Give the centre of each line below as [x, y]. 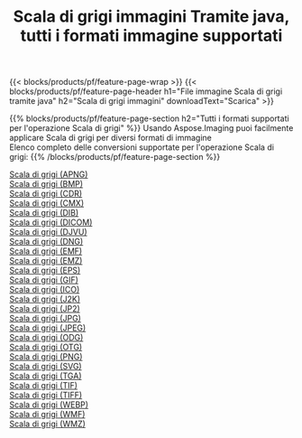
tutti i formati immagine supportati [151, 36]
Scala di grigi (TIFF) [46, 396]
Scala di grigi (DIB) [44, 213]
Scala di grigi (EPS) [45, 270]
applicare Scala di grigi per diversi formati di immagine [110, 138]
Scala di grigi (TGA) [46, 376]
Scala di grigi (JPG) [45, 319]
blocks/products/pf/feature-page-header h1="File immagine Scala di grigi [146, 91]
